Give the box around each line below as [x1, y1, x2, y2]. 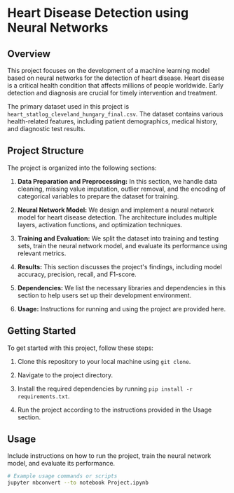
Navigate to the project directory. [17, 370, 113, 379]
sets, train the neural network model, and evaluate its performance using [17, 241, 228, 250]
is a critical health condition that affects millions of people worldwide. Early [7, 81, 224, 89]
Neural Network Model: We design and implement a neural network [17, 205, 214, 214]
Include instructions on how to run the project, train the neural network [7, 452, 212, 460]
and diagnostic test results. [7, 125, 85, 133]
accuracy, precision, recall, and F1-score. [17, 270, 137, 278]
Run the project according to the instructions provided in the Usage [17, 405, 212, 414]
